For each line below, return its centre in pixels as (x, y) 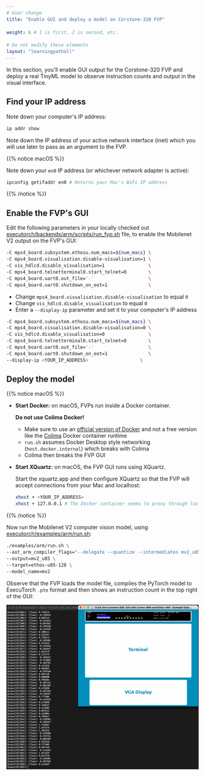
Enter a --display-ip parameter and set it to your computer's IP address (106, 310)
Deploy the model (41, 379)
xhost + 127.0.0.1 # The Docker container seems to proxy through (101, 504)
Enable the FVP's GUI (48, 213)
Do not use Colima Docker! (50, 418)
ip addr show (23, 128)
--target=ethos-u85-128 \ (39, 565)
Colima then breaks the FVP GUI (65, 455)
